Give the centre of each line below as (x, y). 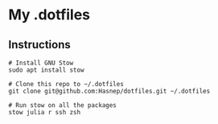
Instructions (39, 45)
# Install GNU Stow (41, 63)
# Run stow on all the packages (62, 105)
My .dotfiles (49, 15)
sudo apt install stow (46, 70)
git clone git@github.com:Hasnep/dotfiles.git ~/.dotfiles (109, 91)
